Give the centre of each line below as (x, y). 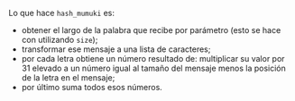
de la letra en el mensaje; (68, 78)
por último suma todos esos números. (92, 87)
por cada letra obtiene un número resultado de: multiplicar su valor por (153, 59)
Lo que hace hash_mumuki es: (61, 13)
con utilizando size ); (60, 40)
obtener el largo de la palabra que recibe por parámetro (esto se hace (151, 30)
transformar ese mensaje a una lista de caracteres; (116, 49)
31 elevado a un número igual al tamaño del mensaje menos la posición (153, 68)
